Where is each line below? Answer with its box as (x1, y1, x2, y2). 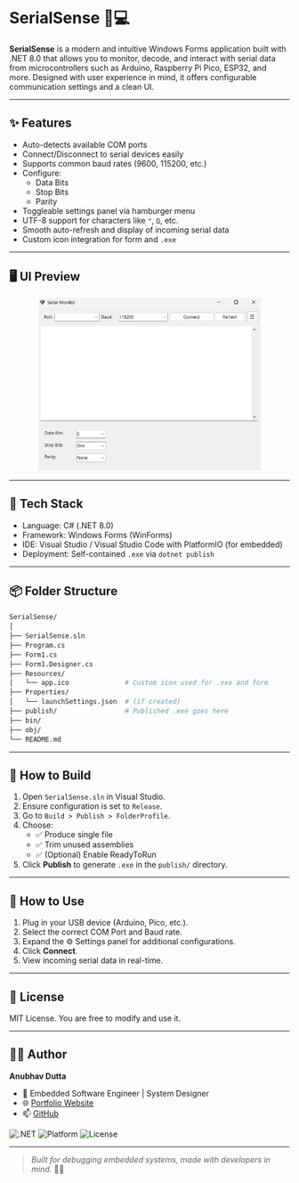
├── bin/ (9, 715, 42, 725)
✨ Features (9, 116, 72, 131)
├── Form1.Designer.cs (9, 659, 93, 669)
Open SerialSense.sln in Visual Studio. (21, 791, 166, 803)
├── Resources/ (9, 669, 66, 678)
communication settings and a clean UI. (9, 81, 155, 92)
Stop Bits (35, 186, 69, 197)
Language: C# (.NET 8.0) (21, 519, 114, 531)
